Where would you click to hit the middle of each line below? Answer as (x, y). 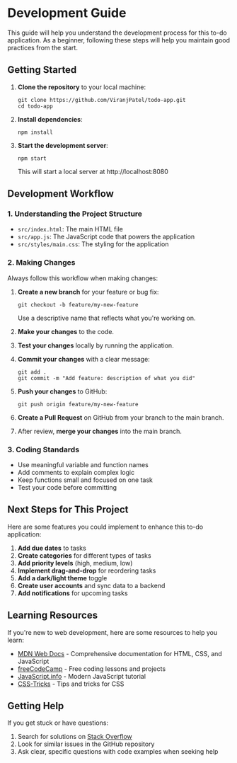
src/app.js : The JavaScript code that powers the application (106, 237)
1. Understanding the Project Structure (75, 214)
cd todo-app (35, 106)
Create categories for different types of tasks (84, 555)
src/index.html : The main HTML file (70, 229)
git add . (32, 372)
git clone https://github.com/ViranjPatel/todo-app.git (102, 100)
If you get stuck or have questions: (58, 723)
